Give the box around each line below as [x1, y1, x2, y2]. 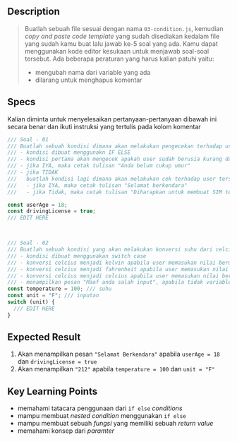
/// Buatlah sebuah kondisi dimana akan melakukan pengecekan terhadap [7, 143, 222, 150]
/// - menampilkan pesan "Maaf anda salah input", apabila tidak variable [7, 279, 232, 286]
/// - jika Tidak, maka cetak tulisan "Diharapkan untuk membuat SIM [7, 189, 222, 196]
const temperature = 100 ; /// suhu [7, 285, 112, 292]
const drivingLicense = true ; [7, 208, 97, 215]
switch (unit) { [7, 299, 55, 306]
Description [7, 6, 60, 18]
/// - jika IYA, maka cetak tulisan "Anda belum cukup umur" [7, 162, 191, 169]
